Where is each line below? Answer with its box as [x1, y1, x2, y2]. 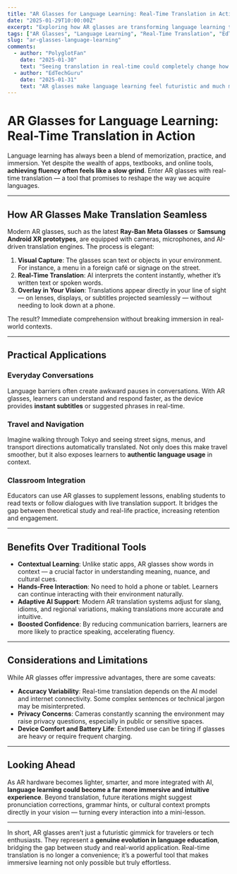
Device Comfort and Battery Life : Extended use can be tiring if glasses [17, 724, 226, 733]
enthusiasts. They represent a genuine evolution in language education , [7, 835, 220, 844]
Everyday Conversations [7, 370, 94, 380]
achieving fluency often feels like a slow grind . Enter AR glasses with [7, 167, 212, 175]
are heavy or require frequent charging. [17, 732, 133, 740]
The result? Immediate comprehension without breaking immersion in [7, 315, 209, 323]
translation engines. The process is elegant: [27, 242, 154, 251]
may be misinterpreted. [17, 702, 85, 710]
